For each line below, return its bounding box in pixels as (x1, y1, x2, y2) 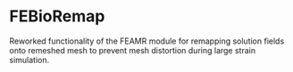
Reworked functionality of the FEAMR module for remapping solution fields (9, 36, 285, 46)
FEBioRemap (9, 6, 105, 27)
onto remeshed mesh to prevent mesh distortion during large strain (9, 44, 256, 55)
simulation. (9, 54, 50, 65)
